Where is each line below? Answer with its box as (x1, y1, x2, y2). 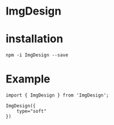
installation (5, 32, 64, 46)
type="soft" (16, 108, 47, 115)
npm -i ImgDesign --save (5, 52, 69, 58)
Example (5, 72, 50, 86)
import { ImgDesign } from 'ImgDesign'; (5, 92, 110, 98)
